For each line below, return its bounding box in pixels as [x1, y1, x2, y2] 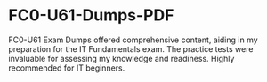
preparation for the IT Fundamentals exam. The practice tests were [8, 43, 254, 54]
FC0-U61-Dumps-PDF [8, 5, 174, 26]
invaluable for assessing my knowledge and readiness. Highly [8, 53, 235, 63]
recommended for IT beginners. [8, 63, 125, 73]
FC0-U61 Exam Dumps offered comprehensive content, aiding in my [8, 34, 259, 45]
